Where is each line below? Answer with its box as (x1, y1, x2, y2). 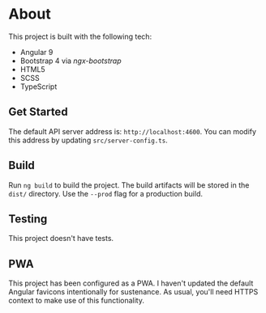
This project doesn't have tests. (8, 234, 114, 243)
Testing (8, 212, 48, 226)
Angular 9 (19, 47, 54, 57)
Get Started (8, 105, 68, 119)
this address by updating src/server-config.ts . (8, 135, 168, 145)
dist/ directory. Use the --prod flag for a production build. (8, 188, 203, 198)
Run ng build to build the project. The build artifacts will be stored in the (8, 180, 250, 190)
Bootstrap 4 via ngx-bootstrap (19, 56, 122, 66)
